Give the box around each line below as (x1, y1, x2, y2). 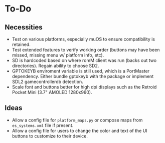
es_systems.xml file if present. (12, 122, 74, 128)
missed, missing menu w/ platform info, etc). (12, 52, 104, 58)
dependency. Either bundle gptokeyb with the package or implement (12, 73, 154, 79)
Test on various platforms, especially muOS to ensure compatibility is (12, 36, 155, 42)
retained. (12, 41, 31, 47)
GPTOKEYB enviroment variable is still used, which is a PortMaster (12, 68, 150, 74)
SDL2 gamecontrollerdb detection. (12, 78, 83, 84)
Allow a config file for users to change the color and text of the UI (12, 127, 147, 133)
